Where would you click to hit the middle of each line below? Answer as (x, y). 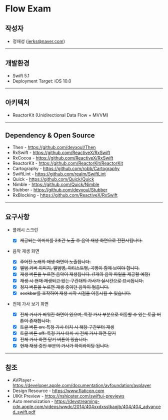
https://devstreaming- (77, 401)
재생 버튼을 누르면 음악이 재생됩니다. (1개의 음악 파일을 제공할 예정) (85, 274)
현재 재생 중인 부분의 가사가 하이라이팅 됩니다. (64, 345)
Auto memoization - (33, 401)
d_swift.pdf (24, 412)
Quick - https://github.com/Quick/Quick (53, 179)
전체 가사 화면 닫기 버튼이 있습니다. (54, 339)
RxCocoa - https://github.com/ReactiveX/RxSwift (63, 158)
